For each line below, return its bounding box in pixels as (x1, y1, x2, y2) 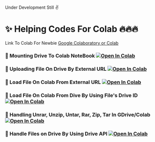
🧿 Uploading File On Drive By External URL (5, 65, 107, 72)
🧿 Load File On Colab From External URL (5, 79, 101, 85)
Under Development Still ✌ (5, 4, 59, 10)
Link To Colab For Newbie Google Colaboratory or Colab (5, 40, 119, 46)
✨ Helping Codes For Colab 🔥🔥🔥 (5, 24, 138, 35)
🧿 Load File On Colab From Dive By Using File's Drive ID (5, 92, 138, 99)
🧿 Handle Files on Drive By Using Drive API (5, 130, 108, 137)
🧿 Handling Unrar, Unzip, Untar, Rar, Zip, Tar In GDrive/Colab (5, 111, 151, 118)
